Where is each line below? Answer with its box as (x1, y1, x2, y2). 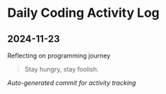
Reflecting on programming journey (7, 51, 111, 60)
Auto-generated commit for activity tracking (7, 79, 136, 87)
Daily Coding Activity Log (7, 5, 160, 21)
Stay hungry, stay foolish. (24, 65, 99, 73)
